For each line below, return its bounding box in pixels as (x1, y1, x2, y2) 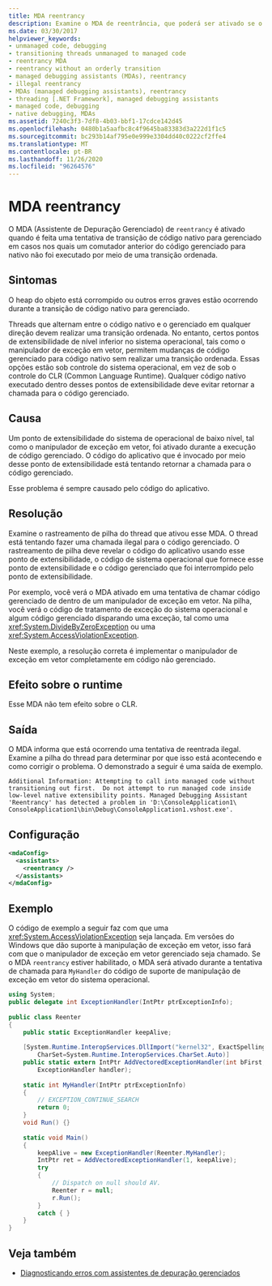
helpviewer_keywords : (8, 34, 82, 43)
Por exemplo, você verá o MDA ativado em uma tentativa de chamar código (8, 587, 261, 596)
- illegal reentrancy (8, 79, 82, 88)
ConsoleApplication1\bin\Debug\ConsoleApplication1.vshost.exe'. (8, 805, 233, 814)
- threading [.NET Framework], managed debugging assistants (8, 95, 219, 103)
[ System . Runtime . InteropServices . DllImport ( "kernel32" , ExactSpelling (23, 1043, 266, 1052)
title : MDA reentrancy (8, 11, 85, 20)
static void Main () (23, 1134, 89, 1142)
